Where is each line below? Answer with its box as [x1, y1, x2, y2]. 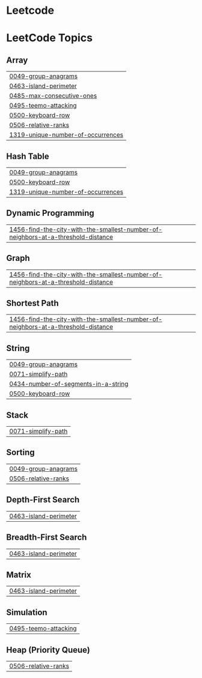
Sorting [6, 447, 35, 457]
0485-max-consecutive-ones [9, 91, 97, 100]
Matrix [6, 569, 31, 580]
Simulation [6, 607, 47, 617]
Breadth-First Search [6, 533, 87, 543]
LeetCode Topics [6, 31, 93, 45]
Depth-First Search [6, 495, 80, 505]
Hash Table [6, 151, 49, 161]
